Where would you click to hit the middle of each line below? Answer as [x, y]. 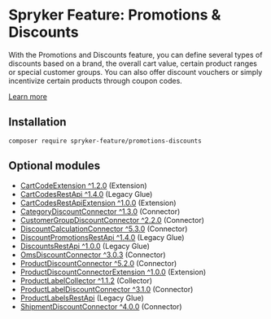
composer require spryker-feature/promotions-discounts [105, 141]
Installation [37, 122]
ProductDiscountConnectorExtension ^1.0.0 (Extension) [113, 272]
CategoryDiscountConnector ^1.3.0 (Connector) [100, 211]
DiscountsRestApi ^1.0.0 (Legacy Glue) [85, 246]
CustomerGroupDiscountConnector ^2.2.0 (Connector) [112, 220]
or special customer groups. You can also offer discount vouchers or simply [135, 72]
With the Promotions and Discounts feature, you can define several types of [135, 55]
